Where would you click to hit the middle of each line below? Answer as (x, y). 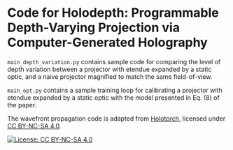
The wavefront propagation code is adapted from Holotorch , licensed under (116, 118)
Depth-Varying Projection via (94, 28)
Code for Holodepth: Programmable (113, 13)
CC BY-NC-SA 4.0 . (34, 126)
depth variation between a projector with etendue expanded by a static (110, 69)
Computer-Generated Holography (107, 43)
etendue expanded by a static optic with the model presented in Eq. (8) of (114, 97)
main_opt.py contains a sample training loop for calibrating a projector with (115, 90)
